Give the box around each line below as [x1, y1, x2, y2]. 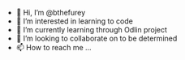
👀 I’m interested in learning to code [15, 16, 134, 26]
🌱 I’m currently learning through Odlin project [15, 25, 168, 34]
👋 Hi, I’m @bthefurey [15, 8, 86, 17]
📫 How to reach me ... [15, 43, 92, 52]
